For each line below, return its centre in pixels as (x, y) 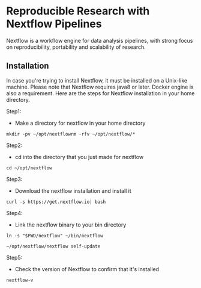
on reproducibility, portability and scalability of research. (76, 47)
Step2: (14, 145)
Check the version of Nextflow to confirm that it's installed (87, 269)
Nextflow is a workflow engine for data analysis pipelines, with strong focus (100, 40)
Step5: (14, 257)
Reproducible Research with (78, 11)
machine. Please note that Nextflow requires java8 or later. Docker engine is (100, 87)
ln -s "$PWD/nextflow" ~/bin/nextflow (55, 236)
